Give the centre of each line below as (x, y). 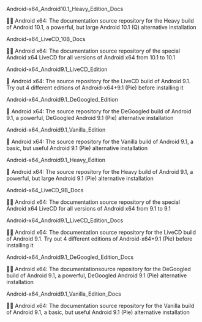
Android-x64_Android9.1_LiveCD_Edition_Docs (65, 220)
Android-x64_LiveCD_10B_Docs (46, 39)
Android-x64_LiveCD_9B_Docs (45, 190)
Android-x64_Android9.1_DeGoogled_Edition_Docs (70, 257)
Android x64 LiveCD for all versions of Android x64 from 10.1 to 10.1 (91, 57)
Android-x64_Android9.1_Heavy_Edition (56, 160)
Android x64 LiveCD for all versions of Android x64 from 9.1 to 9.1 (89, 208)
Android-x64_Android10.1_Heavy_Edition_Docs (65, 9)
